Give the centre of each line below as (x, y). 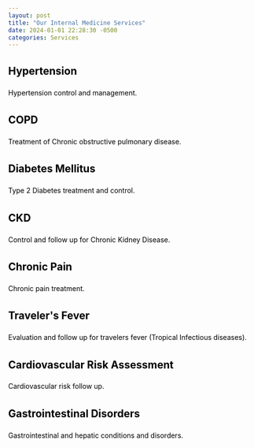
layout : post (29, 15)
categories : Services (44, 37)
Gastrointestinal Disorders (74, 414)
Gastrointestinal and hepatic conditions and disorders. (96, 435)
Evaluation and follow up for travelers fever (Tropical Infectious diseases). (128, 338)
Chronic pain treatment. (46, 288)
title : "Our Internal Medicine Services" (77, 23)
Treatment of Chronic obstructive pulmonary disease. (95, 141)
